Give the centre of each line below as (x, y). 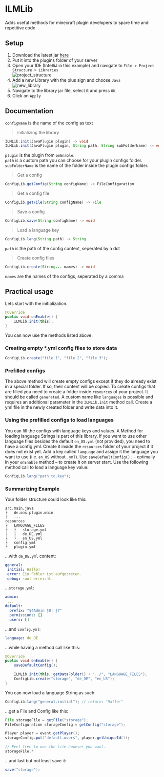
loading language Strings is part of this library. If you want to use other (76, 436)
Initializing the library (38, 132)
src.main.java (20, 508)
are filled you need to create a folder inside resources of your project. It (77, 392)
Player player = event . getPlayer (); (42, 733)
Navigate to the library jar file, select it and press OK (64, 90)
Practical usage (29, 292)
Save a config (31, 212)
